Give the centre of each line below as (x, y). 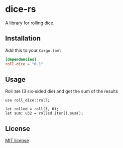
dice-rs (21, 9)
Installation (23, 38)
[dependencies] (21, 59)
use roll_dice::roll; (28, 100)
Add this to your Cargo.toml (33, 50)
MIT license (17, 141)
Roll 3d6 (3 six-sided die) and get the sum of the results (62, 91)
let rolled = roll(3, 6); (32, 109)
